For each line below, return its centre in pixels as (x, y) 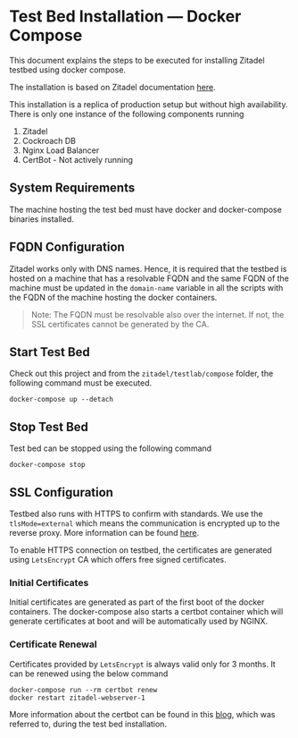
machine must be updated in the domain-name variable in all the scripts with (146, 287)
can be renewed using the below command (89, 674)
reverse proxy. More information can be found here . (104, 533)
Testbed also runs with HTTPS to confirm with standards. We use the (136, 513)
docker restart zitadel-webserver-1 (77, 698)
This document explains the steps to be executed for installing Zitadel (137, 60)
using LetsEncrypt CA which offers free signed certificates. (118, 560)
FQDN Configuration (67, 247)
